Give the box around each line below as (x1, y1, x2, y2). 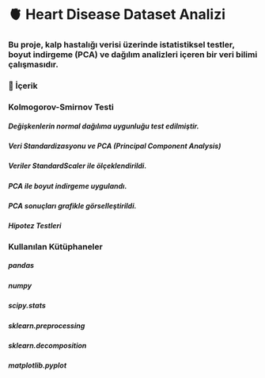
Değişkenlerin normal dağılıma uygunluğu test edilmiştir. (8, 121, 199, 131)
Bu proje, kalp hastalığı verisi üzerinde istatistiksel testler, (8, 40, 235, 51)
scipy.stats (8, 301, 46, 311)
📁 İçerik (8, 80, 38, 91)
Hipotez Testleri (8, 221, 62, 231)
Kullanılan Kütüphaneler (8, 241, 103, 252)
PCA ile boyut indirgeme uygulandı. (8, 181, 127, 190)
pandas (8, 261, 34, 270)
